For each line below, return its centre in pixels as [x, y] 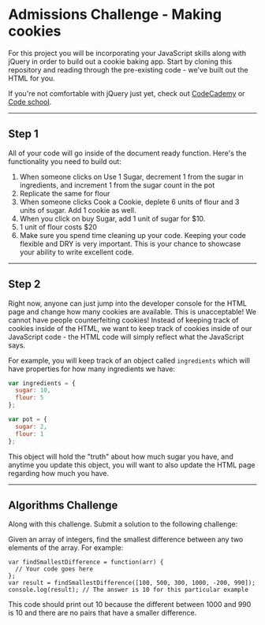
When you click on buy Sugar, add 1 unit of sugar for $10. [112, 218]
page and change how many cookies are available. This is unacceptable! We [132, 311]
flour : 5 [30, 398]
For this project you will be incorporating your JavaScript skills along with [127, 53]
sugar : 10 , [33, 391]
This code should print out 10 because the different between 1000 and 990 [130, 605]
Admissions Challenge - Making [115, 15]
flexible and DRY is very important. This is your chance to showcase [130, 244]
